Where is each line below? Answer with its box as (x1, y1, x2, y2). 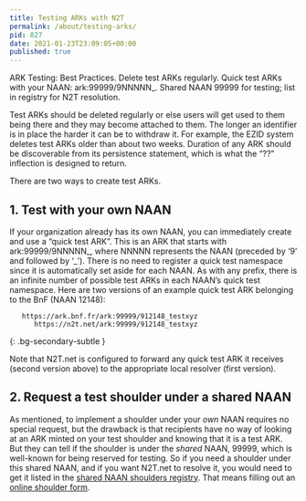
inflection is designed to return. (9, 158, 128, 169)
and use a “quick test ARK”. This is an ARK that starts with (9, 235, 227, 246)
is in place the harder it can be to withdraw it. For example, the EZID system (9, 129, 294, 140)
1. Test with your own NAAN (9, 202, 172, 217)
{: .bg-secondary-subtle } (9, 335, 106, 347)
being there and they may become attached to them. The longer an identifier (9, 120, 298, 130)
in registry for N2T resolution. (9, 92, 121, 103)
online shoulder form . (9, 481, 90, 493)
